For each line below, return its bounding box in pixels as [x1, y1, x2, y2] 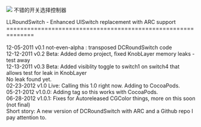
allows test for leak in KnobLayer [6, 69, 87, 76]
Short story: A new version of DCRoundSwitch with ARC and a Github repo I [6, 108, 193, 114]
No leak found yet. [6, 75, 52, 83]
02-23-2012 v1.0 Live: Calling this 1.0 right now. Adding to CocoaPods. [6, 82, 180, 89]
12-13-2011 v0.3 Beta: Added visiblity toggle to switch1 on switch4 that [6, 63, 180, 70]
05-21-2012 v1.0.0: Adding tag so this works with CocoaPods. [6, 89, 158, 95]
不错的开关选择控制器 [13, 7, 67, 13]
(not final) [6, 101, 31, 108]
